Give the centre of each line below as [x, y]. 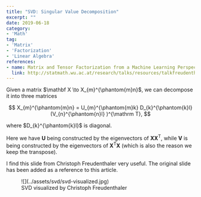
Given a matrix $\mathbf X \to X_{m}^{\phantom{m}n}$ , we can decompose [100, 90]
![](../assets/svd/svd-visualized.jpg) [65, 181]
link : [19, 73]
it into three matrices [32, 96]
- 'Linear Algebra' [31, 56]
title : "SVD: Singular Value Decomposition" [63, 12]
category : [19, 28]
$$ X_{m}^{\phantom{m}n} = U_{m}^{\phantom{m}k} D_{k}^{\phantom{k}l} [100, 107]
